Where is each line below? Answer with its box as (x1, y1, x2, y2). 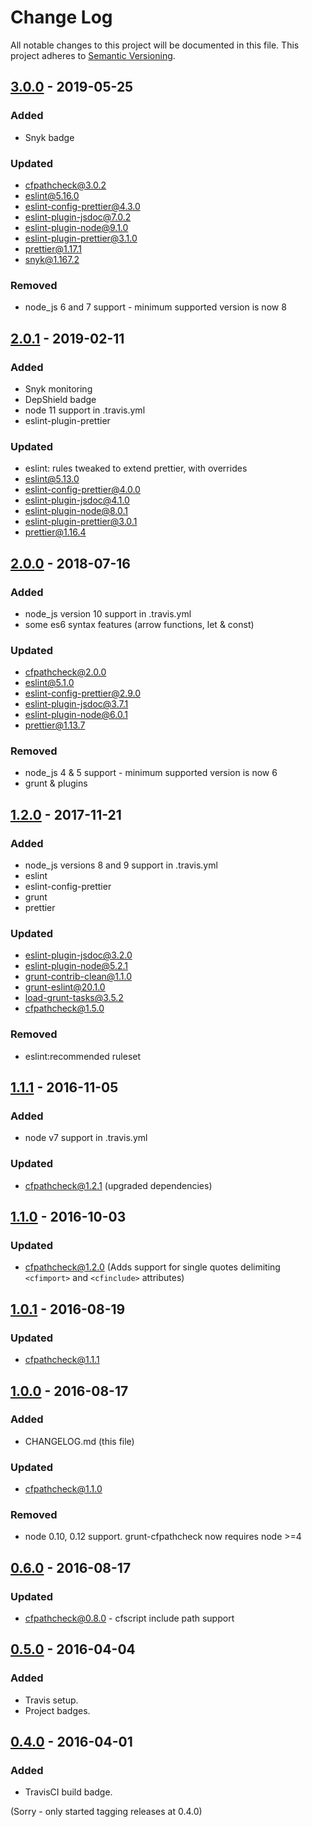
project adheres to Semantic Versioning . (10, 49, 176, 61)
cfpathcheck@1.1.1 (24, 1354, 100, 1366)
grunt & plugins (24, 777, 88, 790)
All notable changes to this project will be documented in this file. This (10, 39, 300, 51)
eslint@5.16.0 (24, 189, 80, 201)
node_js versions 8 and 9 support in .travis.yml (24, 859, 218, 871)
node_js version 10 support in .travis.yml (24, 607, 192, 620)
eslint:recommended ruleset (24, 1050, 142, 1062)
